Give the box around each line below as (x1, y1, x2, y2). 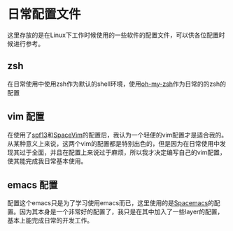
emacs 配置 (7, 179, 58, 191)
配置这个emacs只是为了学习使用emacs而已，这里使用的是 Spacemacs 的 (7, 199, 215, 207)
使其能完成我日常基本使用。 (7, 156, 87, 165)
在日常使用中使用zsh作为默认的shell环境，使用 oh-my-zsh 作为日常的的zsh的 (7, 80, 226, 88)
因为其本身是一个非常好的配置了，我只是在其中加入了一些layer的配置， (19, 207, 224, 216)
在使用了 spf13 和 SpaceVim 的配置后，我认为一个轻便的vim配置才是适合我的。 (7, 131, 228, 139)
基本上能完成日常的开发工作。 (7, 216, 93, 225)
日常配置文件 (7, 6, 82, 22)
